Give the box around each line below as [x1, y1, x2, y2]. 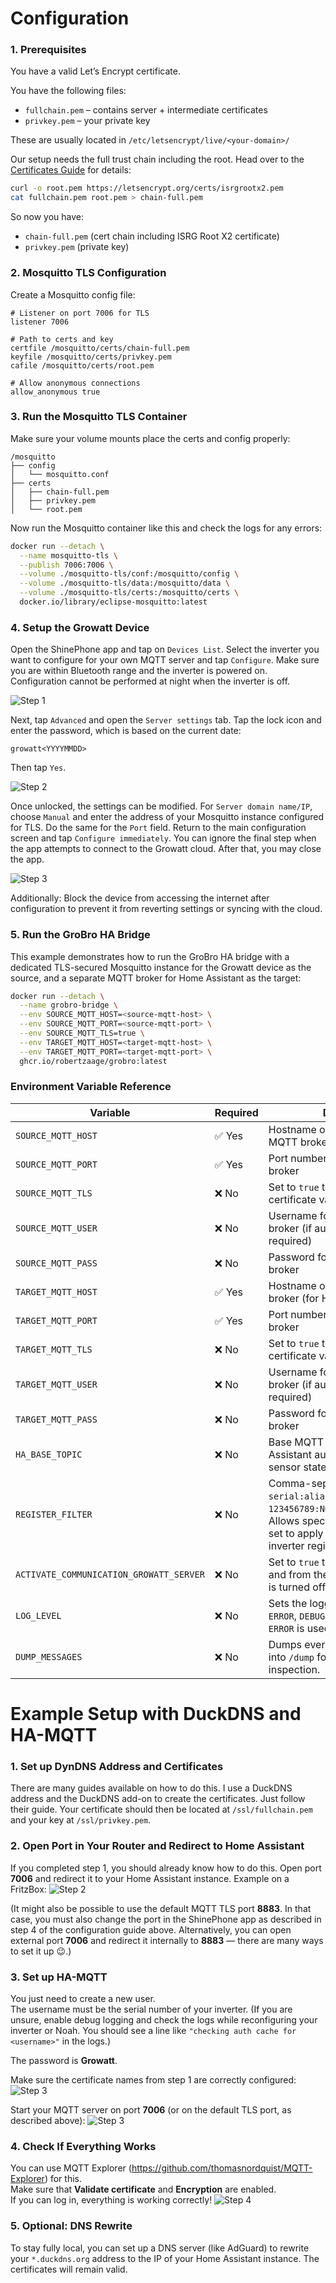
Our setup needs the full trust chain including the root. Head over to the [10, 153, 305, 166]
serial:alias [268, 1490, 331, 1502]
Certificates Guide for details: [10, 164, 132, 176]
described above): [10, 2114, 86, 2126]
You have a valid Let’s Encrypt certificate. [10, 65, 181, 77]
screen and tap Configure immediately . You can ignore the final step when [10, 832, 317, 844]
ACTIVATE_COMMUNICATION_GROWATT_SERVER [15, 1568, 205, 1580]
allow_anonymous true [10, 387, 101, 397]
